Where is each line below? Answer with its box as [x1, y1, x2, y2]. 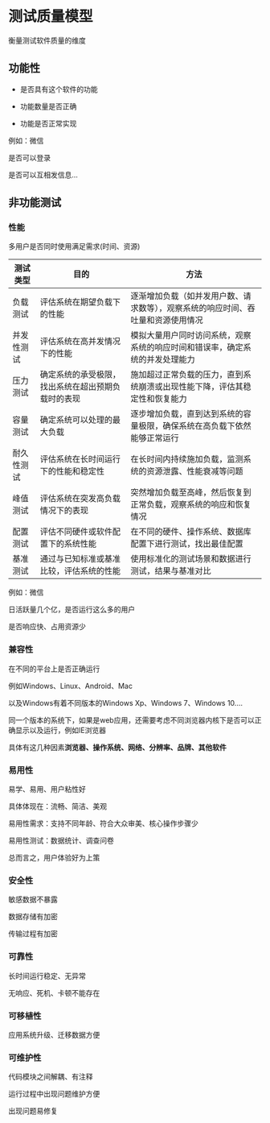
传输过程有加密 [8, 929, 58, 939]
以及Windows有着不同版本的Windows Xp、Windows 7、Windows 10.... [8, 698, 243, 707]
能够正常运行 [130, 433, 179, 444]
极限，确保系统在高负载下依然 [138, 421, 252, 432]
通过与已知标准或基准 [39, 553, 121, 565]
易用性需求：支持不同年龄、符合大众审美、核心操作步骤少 [8, 818, 198, 828]
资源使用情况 [154, 315, 203, 326]
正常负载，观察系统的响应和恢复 [130, 499, 252, 510]
